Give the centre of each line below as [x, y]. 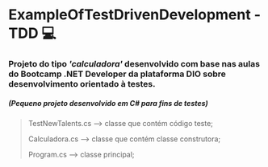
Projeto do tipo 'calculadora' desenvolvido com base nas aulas [134, 64]
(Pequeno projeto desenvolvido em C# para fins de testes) [108, 103]
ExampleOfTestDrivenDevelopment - [134, 15]
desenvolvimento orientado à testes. [82, 84]
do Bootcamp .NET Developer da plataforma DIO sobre [117, 74]
